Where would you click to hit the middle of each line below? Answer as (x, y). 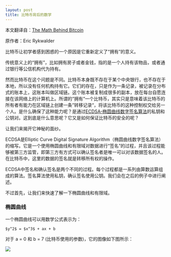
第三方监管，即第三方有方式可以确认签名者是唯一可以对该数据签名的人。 (90, 152)
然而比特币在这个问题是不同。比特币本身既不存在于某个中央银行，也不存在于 (85, 79)
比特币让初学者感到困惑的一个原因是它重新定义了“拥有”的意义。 (72, 51)
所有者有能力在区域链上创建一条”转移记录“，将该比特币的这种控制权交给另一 (85, 105)
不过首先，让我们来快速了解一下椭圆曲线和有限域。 (59, 193)
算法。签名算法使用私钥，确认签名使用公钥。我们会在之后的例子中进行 (88, 176)
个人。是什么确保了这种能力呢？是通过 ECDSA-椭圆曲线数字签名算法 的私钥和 (85, 111)
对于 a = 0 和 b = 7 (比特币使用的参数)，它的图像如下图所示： (69, 239)
